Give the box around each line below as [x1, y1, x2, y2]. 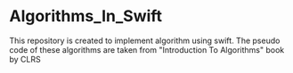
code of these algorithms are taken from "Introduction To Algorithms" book [9, 44, 285, 55]
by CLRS [9, 54, 42, 64]
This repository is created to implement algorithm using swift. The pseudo [9, 35, 281, 46]
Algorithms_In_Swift [9, 6, 163, 26]
